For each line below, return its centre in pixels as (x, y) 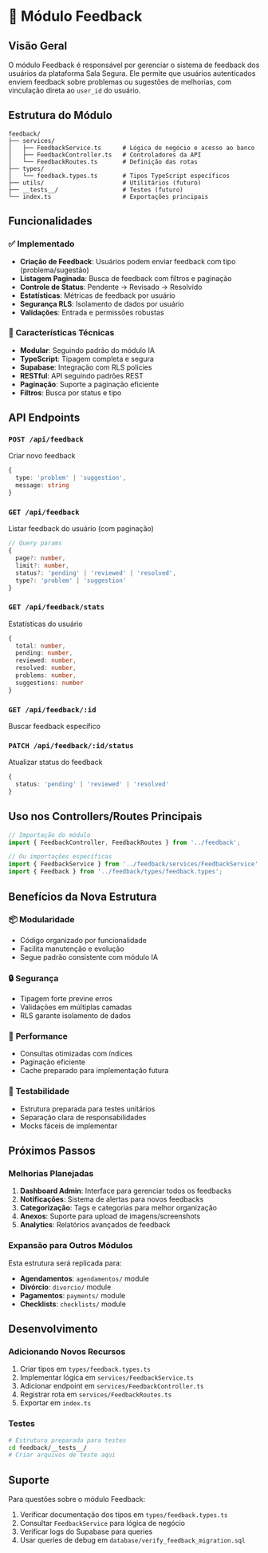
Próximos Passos (52, 1151)
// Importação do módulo (49, 835)
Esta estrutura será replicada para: (65, 1263)
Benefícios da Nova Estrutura (83, 896)
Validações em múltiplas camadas (76, 1007)
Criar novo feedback (42, 456)
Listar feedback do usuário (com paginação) (81, 529)
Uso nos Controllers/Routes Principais (105, 816)
